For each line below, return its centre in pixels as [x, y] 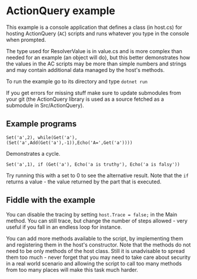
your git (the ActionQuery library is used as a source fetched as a [85, 99]
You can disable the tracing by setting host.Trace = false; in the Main [92, 214]
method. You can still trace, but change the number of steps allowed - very [97, 221]
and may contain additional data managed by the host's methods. [85, 70]
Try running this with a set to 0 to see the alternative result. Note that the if [98, 175]
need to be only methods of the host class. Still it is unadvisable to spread [96, 251]
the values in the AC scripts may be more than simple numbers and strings [96, 64]
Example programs [41, 124]
